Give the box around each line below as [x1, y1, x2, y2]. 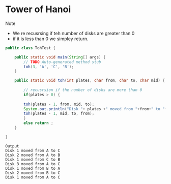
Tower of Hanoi [5, 4, 71, 15]
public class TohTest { [5, 45, 56, 50]
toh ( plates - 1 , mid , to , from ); [23, 111, 95, 116]
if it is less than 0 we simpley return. [12, 36, 89, 42]
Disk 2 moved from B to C [5, 170, 60, 175]
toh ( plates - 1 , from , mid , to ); [23, 102, 95, 107]
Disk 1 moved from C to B [5, 157, 60, 162]
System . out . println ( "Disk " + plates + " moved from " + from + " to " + [23, 106, 167, 111]
